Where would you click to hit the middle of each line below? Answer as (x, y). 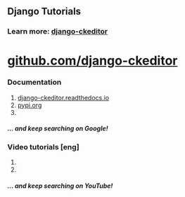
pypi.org (30, 105)
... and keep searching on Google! (58, 128)
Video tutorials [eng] (43, 147)
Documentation (34, 82)
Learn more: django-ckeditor (58, 32)
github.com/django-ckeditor (92, 61)
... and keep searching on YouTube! (60, 186)
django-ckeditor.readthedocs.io (63, 97)
